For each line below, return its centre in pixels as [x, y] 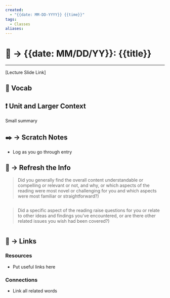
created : [14, 10]
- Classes [20, 24]
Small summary [22, 121]
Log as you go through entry [42, 152]
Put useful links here [34, 267]
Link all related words [35, 290]
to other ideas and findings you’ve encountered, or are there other [87, 216]
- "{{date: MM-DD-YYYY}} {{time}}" [47, 15]
